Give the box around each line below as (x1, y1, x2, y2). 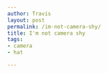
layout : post (7, 17, 45, 24)
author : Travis (7, 10, 52, 17)
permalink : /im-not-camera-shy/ (7, 23, 101, 30)
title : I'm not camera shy (7, 29, 86, 37)
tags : (7, 36, 23, 43)
